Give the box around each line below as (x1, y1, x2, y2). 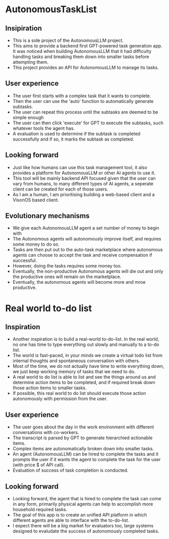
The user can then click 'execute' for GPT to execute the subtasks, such (12, 120, 163, 126)
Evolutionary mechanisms (5, 211, 90, 220)
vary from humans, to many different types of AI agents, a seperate (12, 180, 154, 186)
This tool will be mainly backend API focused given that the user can (12, 175, 156, 181)
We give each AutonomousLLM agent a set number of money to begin (12, 225, 160, 231)
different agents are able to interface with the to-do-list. (12, 517, 129, 523)
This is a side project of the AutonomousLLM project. (12, 37, 124, 43)
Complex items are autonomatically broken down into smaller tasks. (12, 446, 154, 452)
